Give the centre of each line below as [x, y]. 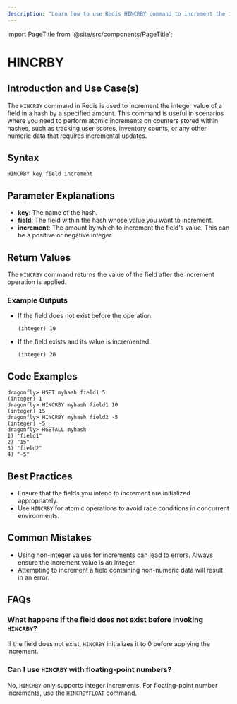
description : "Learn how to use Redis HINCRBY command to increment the [116, 14]
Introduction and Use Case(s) [73, 89]
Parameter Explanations [61, 195]
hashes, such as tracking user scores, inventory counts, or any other [107, 128]
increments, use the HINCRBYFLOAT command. [72, 693]
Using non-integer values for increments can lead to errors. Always [115, 555]
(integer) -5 [26, 424]
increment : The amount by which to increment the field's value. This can [123, 228]
